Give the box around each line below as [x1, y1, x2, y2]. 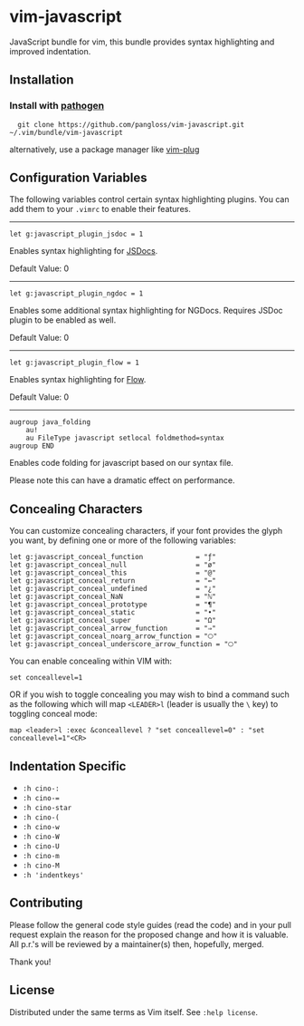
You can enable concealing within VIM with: [9, 655, 173, 667]
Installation [9, 73, 74, 88]
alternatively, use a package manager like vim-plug [9, 143, 200, 155]
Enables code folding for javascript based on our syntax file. [9, 458, 233, 469]
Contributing [9, 895, 83, 911]
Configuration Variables [9, 170, 147, 186]
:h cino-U [22, 842, 61, 851]
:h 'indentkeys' [22, 871, 84, 880]
